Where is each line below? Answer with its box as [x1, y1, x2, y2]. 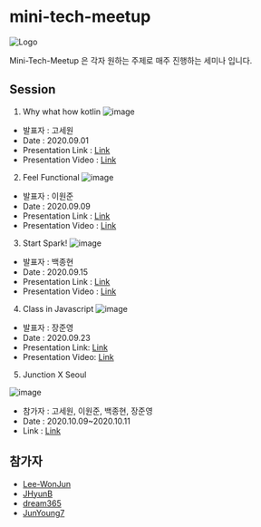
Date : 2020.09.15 [22, 266, 89, 278]
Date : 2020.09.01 [22, 134, 89, 146]
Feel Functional [22, 171, 80, 182]
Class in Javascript [22, 303, 94, 314]
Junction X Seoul [22, 369, 87, 380]
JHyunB [22, 488, 53, 499]
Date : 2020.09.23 [22, 332, 91, 343]
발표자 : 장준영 [22, 322, 74, 333]
